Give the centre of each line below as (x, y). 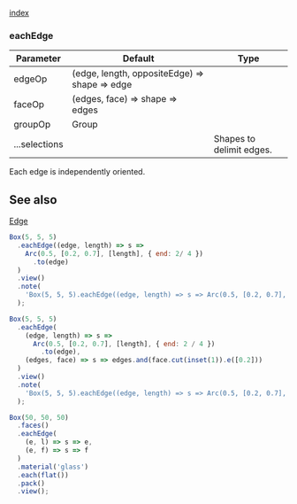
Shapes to (235, 139)
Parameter (39, 58)
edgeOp (30, 79)
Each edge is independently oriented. (77, 172)
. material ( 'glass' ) (53, 467)
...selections (38, 144)
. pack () (31, 483)
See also (33, 200)
